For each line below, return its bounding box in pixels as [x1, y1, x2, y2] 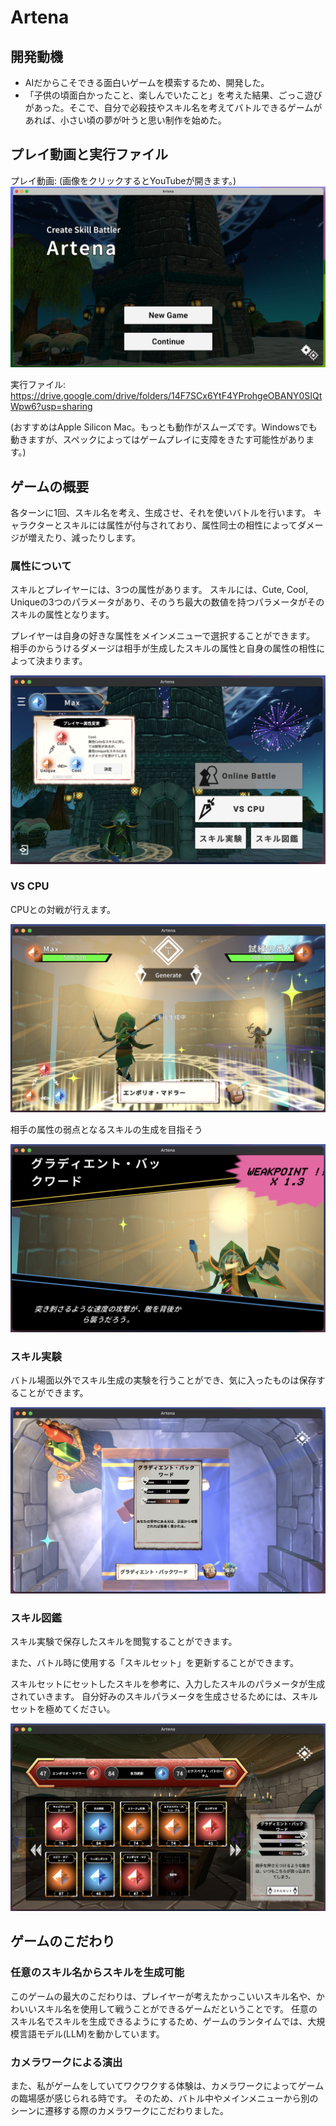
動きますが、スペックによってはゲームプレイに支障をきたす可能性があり [10, 434, 307, 446]
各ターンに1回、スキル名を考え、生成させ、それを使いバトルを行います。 [10, 507, 312, 519]
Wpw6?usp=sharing [10, 401, 93, 413]
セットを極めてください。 [10, 1702, 116, 1715]
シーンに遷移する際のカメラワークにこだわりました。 [10, 2104, 230, 2116]
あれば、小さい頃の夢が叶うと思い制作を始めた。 [24, 114, 227, 126]
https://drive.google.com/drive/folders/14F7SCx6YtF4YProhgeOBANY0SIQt [10, 390, 323, 402]
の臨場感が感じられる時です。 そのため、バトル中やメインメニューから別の [10, 2092, 319, 2104]
